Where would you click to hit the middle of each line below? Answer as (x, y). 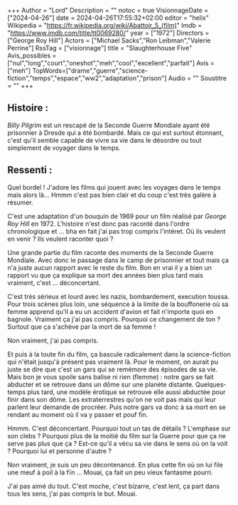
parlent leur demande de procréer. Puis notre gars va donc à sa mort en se (117, 407)
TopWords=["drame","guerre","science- (90, 71)
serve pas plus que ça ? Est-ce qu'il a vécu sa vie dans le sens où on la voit (118, 443)
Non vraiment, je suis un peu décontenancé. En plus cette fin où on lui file (115, 465)
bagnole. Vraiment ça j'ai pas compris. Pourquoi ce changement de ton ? (114, 319)
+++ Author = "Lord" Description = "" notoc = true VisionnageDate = (108, 10)
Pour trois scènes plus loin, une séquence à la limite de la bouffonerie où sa (118, 304)
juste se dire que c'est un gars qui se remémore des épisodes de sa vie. (113, 369)
